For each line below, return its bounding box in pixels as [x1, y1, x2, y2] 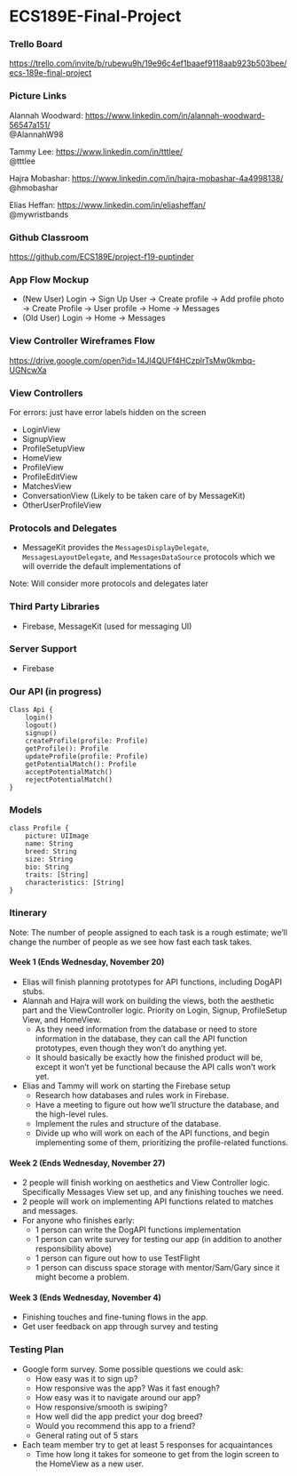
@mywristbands [9, 209, 69, 220]
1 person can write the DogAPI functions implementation [35, 1224, 241, 1235]
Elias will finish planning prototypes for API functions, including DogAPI [21, 976, 282, 987]
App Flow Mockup [9, 274, 90, 285]
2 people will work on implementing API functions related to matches [21, 1196, 274, 1207]
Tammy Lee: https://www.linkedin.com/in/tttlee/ [9, 146, 184, 156]
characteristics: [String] [25, 878, 125, 887]
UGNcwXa [9, 365, 47, 375]
